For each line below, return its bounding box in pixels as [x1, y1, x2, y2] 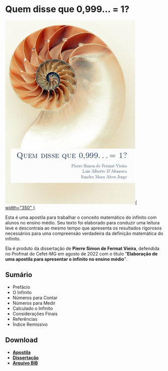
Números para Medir [12, 300, 56, 306]
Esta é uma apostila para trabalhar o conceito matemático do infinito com [5, 214, 157, 220]
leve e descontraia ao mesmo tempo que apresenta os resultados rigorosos [5, 225, 162, 231]
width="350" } [5, 204, 35, 210]
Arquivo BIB [12, 360, 38, 366]
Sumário [5, 271, 33, 279]
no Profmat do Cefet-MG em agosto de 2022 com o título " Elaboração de [5, 251, 158, 257]
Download [5, 336, 38, 344]
